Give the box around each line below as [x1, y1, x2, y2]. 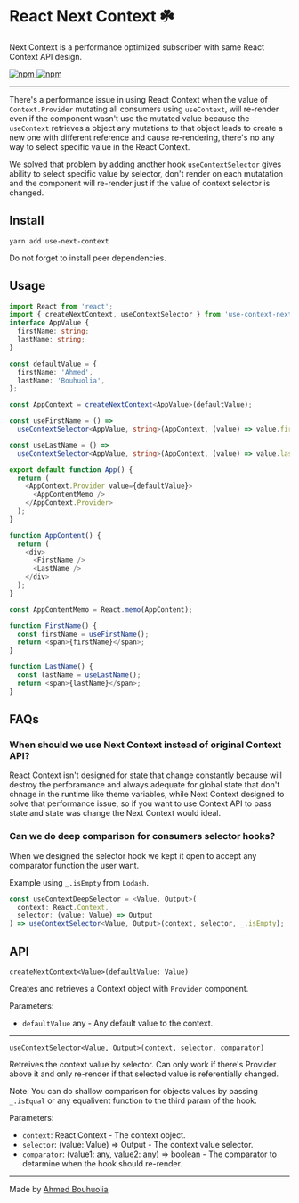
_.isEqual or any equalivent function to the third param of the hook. [9, 1095, 257, 1106]
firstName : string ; [17, 326, 90, 336]
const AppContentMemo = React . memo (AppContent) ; [9, 605, 193, 614]
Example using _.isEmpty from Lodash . [9, 877, 149, 887]
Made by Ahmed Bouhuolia [9, 1183, 109, 1194]
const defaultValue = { [9, 359, 98, 368]
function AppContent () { [9, 531, 101, 540]
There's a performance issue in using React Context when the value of [9, 94, 269, 104]
